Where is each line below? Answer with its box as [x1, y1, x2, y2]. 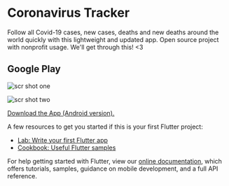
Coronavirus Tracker [7, 5, 130, 21]
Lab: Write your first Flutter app [17, 136, 109, 144]
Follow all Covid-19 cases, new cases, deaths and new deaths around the [7, 28, 219, 36]
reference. [7, 171, 37, 180]
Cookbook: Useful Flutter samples [17, 143, 116, 152]
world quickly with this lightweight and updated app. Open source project [7, 35, 219, 43]
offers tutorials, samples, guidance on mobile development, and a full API [7, 164, 218, 173]
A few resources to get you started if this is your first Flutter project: [7, 122, 203, 131]
